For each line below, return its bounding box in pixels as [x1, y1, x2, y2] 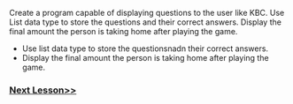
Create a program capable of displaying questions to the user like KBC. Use [9, 8, 285, 18]
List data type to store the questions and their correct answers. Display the [9, 17, 281, 27]
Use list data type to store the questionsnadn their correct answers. [21, 43, 268, 54]
